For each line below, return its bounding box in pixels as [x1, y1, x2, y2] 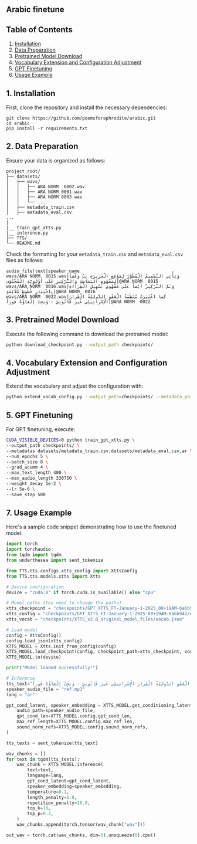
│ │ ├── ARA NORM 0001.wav [6, 189, 83, 195]
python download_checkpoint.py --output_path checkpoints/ [6, 341, 154, 348]
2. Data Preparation [6, 141, 79, 151]
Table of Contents [6, 25, 73, 35]
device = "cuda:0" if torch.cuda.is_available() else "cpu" [6, 589, 157, 595]
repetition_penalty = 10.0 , [27, 800, 91, 806]
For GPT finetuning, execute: [6, 426, 76, 433]
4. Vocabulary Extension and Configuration [6, 358, 168, 368]
